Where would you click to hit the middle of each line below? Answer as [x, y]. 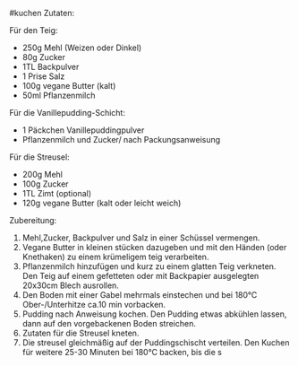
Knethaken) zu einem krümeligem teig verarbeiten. [115, 257]
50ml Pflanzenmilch [59, 95]
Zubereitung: [33, 220]
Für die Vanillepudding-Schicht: [67, 113]
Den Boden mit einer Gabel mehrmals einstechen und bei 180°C [140, 295]
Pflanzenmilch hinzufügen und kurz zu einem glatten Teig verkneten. [149, 266]
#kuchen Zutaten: [42, 13]
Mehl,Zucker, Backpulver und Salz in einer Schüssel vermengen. [141, 238]
